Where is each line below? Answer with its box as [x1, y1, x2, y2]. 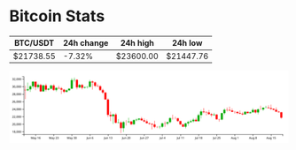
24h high [120, 38, 155, 49]
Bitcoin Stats [9, 6, 105, 26]
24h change [63, 38, 109, 49]
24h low [171, 38, 203, 49]
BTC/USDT [14, 38, 55, 49]
